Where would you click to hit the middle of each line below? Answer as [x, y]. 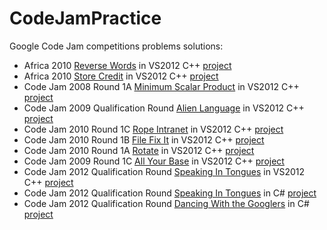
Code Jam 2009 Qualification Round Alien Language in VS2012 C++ [164, 108]
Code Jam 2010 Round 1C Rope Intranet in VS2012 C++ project [153, 129]
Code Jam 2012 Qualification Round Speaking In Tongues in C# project [170, 193]
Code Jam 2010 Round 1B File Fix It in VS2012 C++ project [144, 139]
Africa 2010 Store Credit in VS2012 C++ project [121, 76]
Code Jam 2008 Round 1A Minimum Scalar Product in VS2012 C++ [161, 86]
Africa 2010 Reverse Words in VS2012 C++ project [127, 65]
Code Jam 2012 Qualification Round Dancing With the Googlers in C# [166, 203]
